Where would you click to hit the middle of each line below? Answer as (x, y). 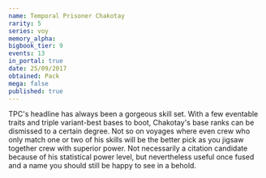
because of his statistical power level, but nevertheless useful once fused (131, 157)
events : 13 (27, 53)
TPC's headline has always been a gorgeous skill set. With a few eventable (133, 114)
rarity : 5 (25, 23)
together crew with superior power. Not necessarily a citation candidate (128, 148)
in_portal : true (36, 61)
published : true (36, 91)
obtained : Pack (34, 76)
